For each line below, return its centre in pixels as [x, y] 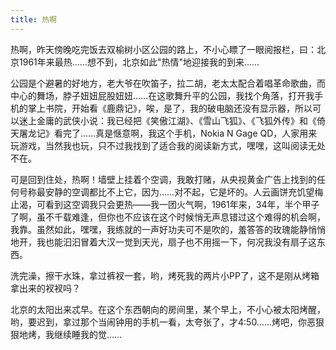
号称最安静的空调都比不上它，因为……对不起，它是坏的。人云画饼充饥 [162, 192]
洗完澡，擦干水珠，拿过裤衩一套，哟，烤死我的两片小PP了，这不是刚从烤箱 [165, 275]
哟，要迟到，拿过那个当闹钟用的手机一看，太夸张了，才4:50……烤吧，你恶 [163, 322]
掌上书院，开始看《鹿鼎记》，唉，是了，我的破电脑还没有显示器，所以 [170, 108]
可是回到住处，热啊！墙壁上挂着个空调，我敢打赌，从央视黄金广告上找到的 [163, 179]
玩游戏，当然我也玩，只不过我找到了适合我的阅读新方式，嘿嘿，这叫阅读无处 [168, 145]
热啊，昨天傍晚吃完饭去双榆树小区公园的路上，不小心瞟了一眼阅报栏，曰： [163, 49]
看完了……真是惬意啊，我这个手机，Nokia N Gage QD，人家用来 [185, 133]
